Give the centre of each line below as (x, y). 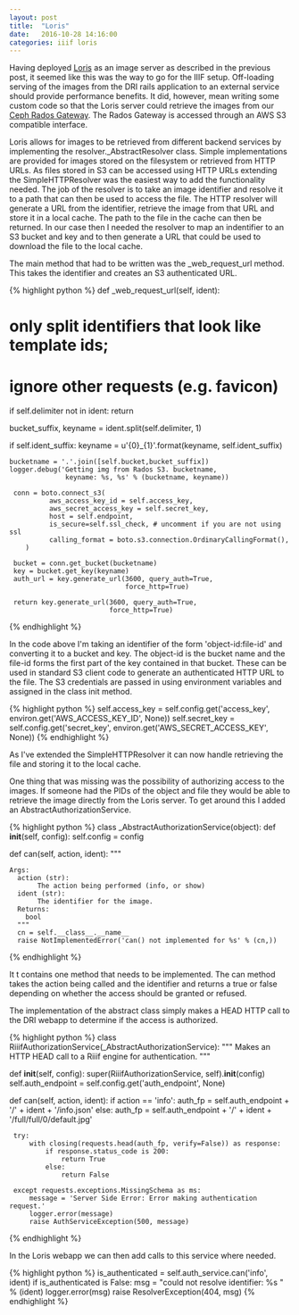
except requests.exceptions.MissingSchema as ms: (107, 1191)
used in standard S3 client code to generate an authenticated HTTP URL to (147, 673)
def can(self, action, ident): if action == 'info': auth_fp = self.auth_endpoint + (149, 1101)
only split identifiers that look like (135, 326)
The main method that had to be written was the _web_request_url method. (147, 263)
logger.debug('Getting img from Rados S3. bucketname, (113, 470)
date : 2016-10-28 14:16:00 (63, 34)
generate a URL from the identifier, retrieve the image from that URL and (142, 208)
